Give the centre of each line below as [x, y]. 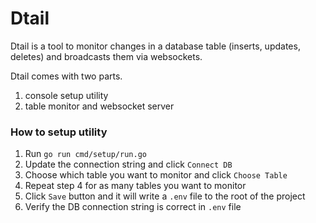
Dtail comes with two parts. [66, 76]
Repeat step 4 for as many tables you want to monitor [135, 186]
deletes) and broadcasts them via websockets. [106, 56]
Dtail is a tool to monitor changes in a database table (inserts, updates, [155, 46]
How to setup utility [59, 132]
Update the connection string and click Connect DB [128, 164]
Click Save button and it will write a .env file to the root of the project [165, 196]
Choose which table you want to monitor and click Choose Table [156, 175]
